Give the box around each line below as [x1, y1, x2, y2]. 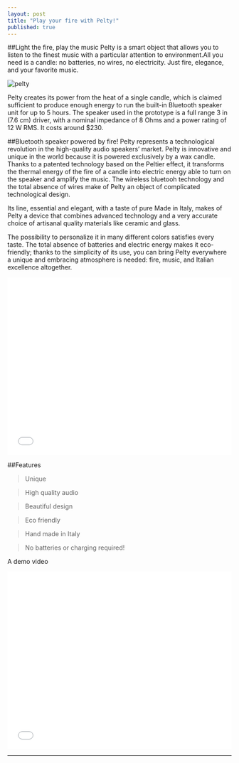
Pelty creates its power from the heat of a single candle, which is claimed [7, 93, 223, 102]
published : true [7, 23, 55, 31]
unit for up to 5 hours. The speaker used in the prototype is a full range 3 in [7, 108, 228, 117]
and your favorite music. [7, 65, 79, 75]
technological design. [7, 190, 71, 199]
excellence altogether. [7, 263, 73, 272]
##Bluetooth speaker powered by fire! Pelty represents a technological [7, 137, 215, 146]
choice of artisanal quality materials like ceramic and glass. [7, 219, 181, 228]
